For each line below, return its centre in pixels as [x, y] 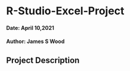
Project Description [43, 60]
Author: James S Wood [35, 41]
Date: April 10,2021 [30, 27]
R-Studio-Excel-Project [65, 11]
